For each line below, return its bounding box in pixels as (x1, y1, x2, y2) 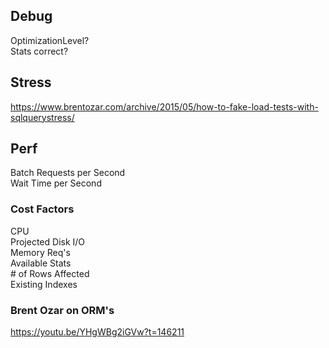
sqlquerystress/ (10, 111, 75, 123)
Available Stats (10, 257, 72, 269)
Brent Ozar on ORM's (10, 303, 115, 317)
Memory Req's (10, 246, 71, 258)
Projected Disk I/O (10, 235, 86, 248)
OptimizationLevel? (10, 34, 90, 46)
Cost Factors (10, 202, 75, 216)
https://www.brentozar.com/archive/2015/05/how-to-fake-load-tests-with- (10, 100, 319, 113)
